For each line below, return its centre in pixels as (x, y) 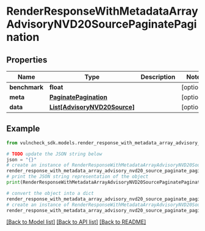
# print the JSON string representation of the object (77, 177)
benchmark (27, 87)
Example (23, 129)
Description (158, 77)
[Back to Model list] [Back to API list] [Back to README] (76, 222)
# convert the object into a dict (50, 193)
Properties (27, 60)
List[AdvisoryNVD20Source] (92, 107)
